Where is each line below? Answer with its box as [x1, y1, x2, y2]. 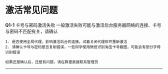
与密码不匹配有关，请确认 [5, 28, 58, 34]
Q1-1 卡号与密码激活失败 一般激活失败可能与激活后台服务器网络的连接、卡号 [5, 22, 161, 28]
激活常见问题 [5, 4, 58, 16]
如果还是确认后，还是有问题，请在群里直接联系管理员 [5, 59, 98, 64]
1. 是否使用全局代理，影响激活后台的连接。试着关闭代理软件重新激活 [5, 39, 127, 44]
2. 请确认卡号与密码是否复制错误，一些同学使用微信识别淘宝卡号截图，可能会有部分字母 [5, 44, 161, 49]
